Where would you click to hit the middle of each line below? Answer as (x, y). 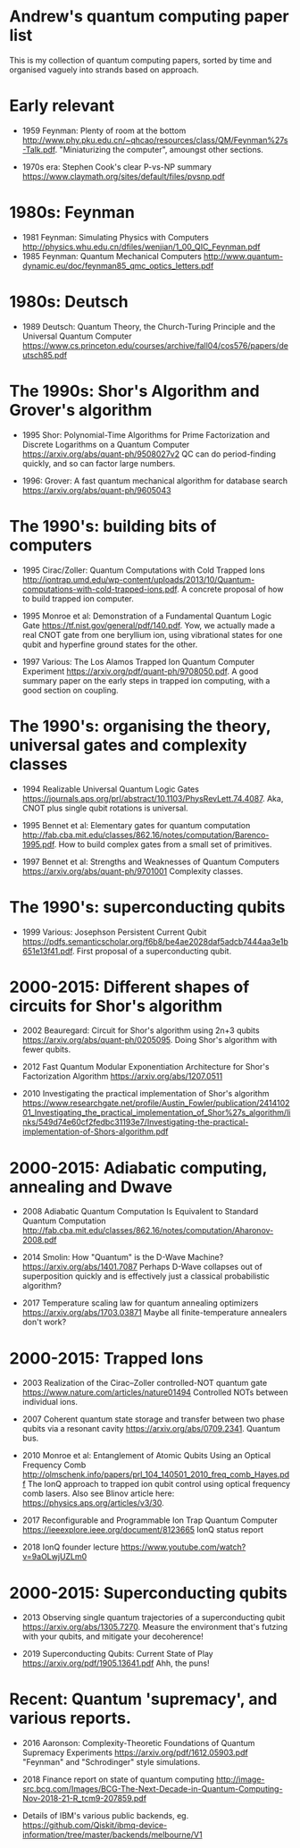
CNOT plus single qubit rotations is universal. (105, 808)
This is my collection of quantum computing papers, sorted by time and (141, 60)
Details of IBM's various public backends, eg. (105, 1816)
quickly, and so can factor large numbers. (99, 463)
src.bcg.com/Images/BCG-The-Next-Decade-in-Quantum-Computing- (152, 1789)
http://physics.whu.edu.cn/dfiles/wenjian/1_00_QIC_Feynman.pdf (141, 247)
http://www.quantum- (244, 256)
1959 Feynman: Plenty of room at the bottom (104, 130)
